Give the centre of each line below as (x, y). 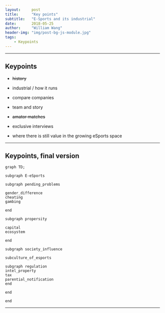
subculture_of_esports (28, 258)
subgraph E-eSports (25, 176)
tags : (11, 38)
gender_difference (24, 193)
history (19, 78)
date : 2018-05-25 (29, 23)
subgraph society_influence (34, 249)
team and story (27, 107)
